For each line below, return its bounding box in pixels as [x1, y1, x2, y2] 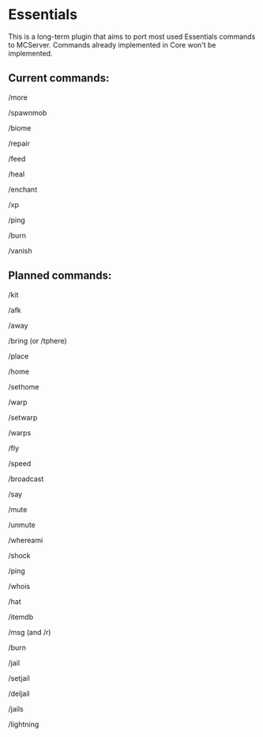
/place [8, 351, 29, 361]
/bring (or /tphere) [8, 336, 67, 345]
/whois [8, 581, 30, 591]
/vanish [8, 245, 33, 255]
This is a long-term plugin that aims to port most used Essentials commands [8, 32, 256, 41]
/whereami [8, 535, 43, 545]
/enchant [8, 184, 38, 194]
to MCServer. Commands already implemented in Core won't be [8, 40, 216, 49]
